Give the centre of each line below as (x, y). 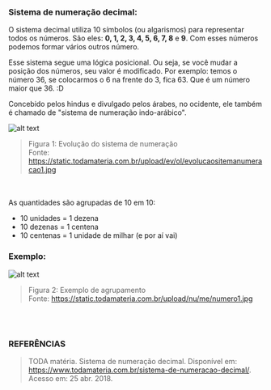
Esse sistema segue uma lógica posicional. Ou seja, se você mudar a (123, 62)
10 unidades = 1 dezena (59, 218)
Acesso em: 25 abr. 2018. (70, 378)
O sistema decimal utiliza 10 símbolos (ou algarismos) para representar (126, 30)
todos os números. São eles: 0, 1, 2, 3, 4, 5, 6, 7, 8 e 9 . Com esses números (133, 38)
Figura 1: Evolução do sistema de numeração (103, 144)
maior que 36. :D (36, 88)
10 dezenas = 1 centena (59, 227)
